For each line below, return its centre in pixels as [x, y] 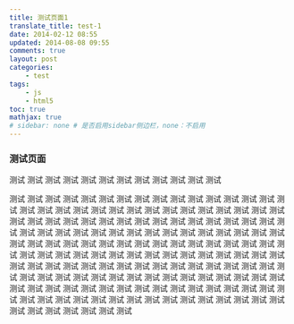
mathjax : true [36, 117]
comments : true [38, 51]
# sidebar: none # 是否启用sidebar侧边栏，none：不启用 [107, 126]
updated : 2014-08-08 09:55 [59, 43]
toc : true [28, 109]
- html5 [39, 101]
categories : [31, 68]
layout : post [34, 59]
